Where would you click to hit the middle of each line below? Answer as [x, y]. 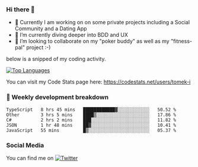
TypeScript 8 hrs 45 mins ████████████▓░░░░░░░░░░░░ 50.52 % [91, 110]
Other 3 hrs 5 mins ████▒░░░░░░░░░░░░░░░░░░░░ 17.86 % [91, 115]
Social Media [25, 145]
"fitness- [182, 41]
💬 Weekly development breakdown [57, 97]
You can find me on [30, 158]
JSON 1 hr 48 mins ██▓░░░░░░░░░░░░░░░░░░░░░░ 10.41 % [91, 125]
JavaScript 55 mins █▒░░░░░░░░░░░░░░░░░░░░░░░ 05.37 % [91, 130]
